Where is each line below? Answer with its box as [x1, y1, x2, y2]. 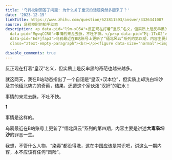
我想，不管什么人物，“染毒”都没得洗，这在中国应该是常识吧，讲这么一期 [5, 142, 158, 149]
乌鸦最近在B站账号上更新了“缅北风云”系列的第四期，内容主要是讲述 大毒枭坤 [5, 125, 165, 131]
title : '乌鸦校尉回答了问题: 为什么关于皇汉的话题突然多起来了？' [5, 7, 130, 13]
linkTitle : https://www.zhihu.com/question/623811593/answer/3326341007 [5, 17, 164, 22]
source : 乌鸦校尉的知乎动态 [5, 22, 58, 27]
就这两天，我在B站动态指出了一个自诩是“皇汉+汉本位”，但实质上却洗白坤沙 [5, 76, 163, 82]
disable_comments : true [5, 50, 56, 55]
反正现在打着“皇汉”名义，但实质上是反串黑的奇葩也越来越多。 [5, 65, 135, 71]
